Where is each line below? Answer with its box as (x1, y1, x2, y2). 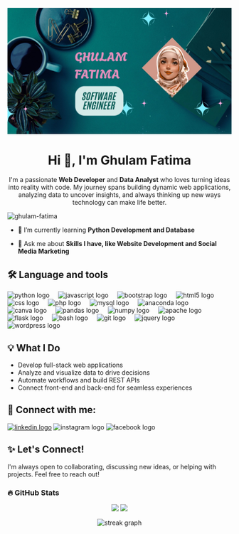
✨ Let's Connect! (7, 444, 85, 456)
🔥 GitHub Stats (7, 488, 60, 498)
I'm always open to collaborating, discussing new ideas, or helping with (7, 462, 217, 471)
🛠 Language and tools (7, 268, 109, 281)
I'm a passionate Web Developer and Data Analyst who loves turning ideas (9, 176, 230, 184)
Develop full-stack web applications (17, 361, 123, 370)
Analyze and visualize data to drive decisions (17, 368, 151, 377)
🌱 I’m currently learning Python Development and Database (17, 225, 196, 235)
